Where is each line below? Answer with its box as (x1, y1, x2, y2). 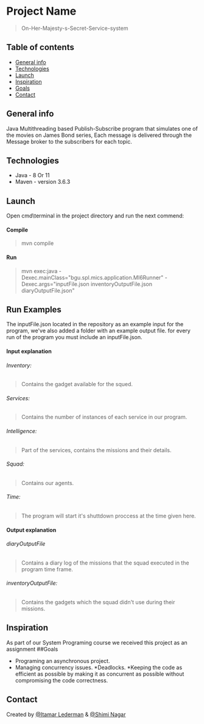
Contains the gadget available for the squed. (21, 381, 133, 388)
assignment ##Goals (6, 645, 58, 653)
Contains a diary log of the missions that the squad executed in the (21, 559, 189, 566)
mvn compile (21, 240, 54, 247)
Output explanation (6, 526, 57, 533)
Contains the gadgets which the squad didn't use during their (21, 599, 175, 606)
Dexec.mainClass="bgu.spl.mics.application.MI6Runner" (21, 274, 164, 281)
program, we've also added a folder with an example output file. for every (6, 327, 191, 334)
